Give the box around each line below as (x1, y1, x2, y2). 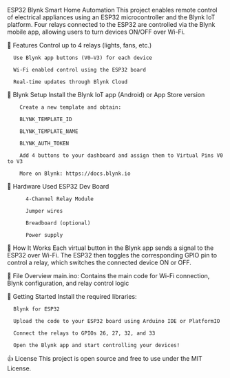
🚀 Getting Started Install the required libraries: (7, 293, 137, 300)
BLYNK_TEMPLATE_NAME (19, 128, 79, 135)
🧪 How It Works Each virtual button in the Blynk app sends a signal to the (7, 244, 214, 252)
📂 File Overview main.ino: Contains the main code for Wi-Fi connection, (7, 272, 210, 280)
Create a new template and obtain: (19, 104, 122, 111)
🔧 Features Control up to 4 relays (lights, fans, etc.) (7, 41, 152, 49)
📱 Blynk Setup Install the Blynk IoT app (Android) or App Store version (7, 91, 205, 98)
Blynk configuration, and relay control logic (7, 279, 129, 287)
